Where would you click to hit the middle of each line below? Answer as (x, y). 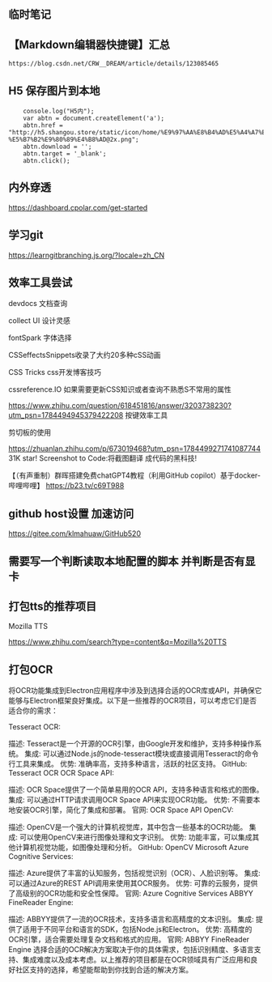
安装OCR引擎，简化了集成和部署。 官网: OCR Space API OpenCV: (124, 810)
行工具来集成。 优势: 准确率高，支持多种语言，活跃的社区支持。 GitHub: (128, 764)
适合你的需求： (33, 711)
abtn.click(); (47, 161)
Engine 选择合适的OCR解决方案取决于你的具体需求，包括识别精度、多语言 (131, 950)
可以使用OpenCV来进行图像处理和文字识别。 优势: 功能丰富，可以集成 (136, 837)
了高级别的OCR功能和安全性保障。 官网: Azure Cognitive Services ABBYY (131, 894)
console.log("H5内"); (59, 112)
